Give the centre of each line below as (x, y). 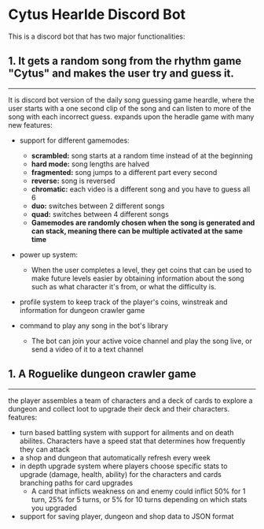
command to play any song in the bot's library (94, 326)
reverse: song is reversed (73, 181)
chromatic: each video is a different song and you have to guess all (141, 189)
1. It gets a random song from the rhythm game (125, 61)
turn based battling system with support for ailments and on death (126, 432)
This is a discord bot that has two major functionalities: (97, 36)
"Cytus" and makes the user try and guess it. (121, 74)
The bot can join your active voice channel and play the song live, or (142, 341)
